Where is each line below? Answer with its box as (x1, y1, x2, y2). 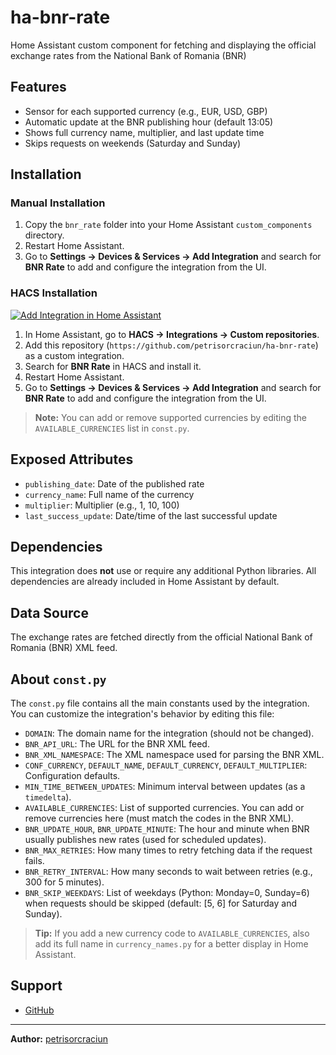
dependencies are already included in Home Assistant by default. (10, 576, 280, 588)
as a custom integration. (24, 349, 125, 361)
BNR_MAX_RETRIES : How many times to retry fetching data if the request (24, 844, 313, 856)
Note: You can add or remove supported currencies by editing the (34, 411, 308, 423)
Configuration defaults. (24, 769, 121, 781)
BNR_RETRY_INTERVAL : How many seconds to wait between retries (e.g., (24, 865, 313, 877)
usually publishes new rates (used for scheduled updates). (24, 833, 267, 845)
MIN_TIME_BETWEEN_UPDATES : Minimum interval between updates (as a (24, 780, 306, 792)
